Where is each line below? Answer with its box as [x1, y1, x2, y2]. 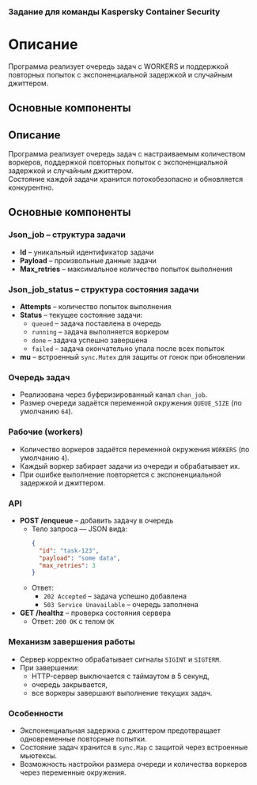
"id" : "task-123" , [38, 546, 100, 555]
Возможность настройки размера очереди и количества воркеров [19, 759, 248, 768]
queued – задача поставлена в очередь [31, 319, 162, 328]
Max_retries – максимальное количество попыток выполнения [19, 264, 233, 274]
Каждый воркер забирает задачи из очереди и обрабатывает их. [19, 461, 240, 470]
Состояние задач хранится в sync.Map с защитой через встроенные [19, 742, 248, 752]
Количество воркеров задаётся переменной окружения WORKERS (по [19, 444, 250, 454]
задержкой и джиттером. [19, 477, 105, 488]
